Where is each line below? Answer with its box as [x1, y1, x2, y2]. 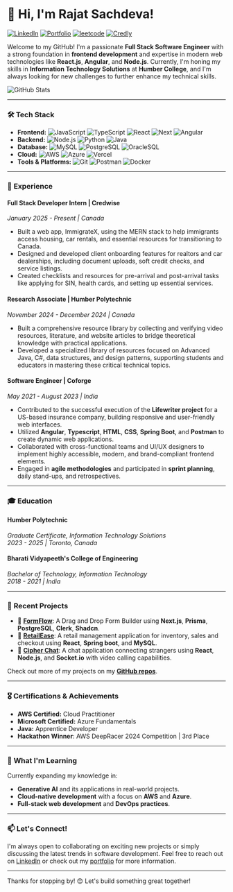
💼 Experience [7, 182, 53, 191]
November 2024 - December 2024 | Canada [7, 310, 135, 318]
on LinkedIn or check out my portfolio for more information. [7, 857, 177, 866]
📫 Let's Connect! [7, 823, 68, 833]
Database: [17, 143, 49, 151]
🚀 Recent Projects [7, 601, 69, 611]
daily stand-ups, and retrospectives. [17, 472, 121, 480]
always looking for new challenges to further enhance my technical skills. [7, 72, 217, 80]
